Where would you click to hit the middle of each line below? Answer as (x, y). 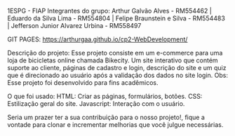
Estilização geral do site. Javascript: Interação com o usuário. (96, 104)
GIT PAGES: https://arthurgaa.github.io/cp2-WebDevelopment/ (98, 39)
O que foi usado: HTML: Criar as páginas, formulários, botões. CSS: (105, 96)
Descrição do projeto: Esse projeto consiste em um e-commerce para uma (115, 53)
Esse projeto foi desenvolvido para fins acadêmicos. (83, 83)
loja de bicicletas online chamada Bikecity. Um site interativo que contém (113, 60)
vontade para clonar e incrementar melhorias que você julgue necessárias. (115, 125)
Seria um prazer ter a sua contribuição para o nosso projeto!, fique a (106, 117)
